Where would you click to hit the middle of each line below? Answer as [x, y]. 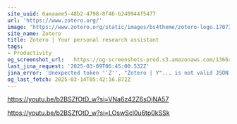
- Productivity [30, 54]
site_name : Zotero [34, 33]
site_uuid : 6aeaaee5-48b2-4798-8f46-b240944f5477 [82, 14]
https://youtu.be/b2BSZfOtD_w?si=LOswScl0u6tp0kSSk [89, 113]
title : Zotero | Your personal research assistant [83, 40]
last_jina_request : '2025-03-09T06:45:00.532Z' [79, 66]
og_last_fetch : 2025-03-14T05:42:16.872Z [69, 79]
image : [17, 27]
